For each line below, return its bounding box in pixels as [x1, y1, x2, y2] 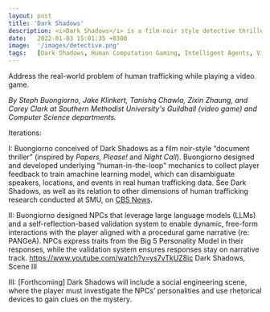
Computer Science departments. [8, 113, 117, 121]
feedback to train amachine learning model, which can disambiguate [8, 170, 235, 179]
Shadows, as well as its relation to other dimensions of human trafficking [8, 187, 249, 195]
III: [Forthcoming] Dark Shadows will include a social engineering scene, [8, 277, 247, 286]
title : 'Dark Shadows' [8, 19, 84, 27]
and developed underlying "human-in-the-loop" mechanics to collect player [8, 161, 260, 170]
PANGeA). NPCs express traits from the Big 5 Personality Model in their [8, 236, 244, 245]
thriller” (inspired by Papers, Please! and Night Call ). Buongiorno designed [8, 152, 255, 162]
